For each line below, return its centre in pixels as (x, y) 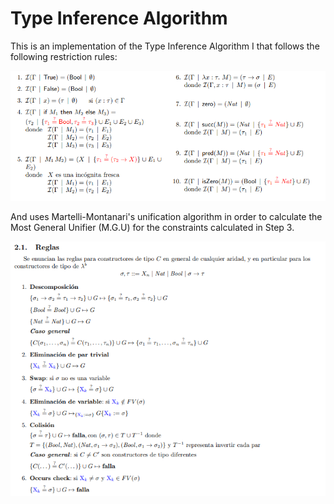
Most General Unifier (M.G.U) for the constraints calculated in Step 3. (152, 227)
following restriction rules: (64, 56)
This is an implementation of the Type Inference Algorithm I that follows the (165, 46)
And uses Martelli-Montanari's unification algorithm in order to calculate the (166, 216)
